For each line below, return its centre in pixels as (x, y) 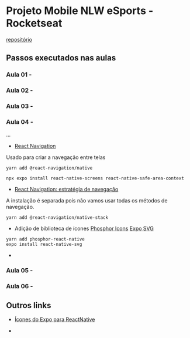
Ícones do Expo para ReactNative (55, 320)
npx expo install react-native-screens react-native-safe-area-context (95, 178)
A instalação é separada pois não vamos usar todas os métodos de (87, 201)
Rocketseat (34, 23)
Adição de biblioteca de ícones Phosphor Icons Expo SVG (84, 229)
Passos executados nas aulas (61, 58)
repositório (19, 39)
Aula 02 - (20, 90)
